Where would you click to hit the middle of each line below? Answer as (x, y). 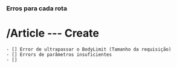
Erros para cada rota (37, 8)
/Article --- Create (53, 33)
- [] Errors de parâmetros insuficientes (59, 54)
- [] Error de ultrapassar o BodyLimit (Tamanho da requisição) (89, 49)
